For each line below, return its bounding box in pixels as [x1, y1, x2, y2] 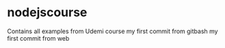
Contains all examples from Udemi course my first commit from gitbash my [7, 27, 218, 35]
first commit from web [7, 34, 70, 42]
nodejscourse [7, 5, 88, 20]
